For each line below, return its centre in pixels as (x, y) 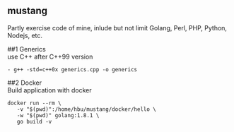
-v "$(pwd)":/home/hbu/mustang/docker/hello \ (87, 109)
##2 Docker (25, 83)
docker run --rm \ (34, 103)
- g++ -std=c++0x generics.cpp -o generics (72, 69)
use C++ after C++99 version (50, 56)
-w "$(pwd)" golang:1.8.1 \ (58, 115)
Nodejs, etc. (25, 35)
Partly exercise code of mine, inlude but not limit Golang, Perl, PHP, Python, (117, 28)
